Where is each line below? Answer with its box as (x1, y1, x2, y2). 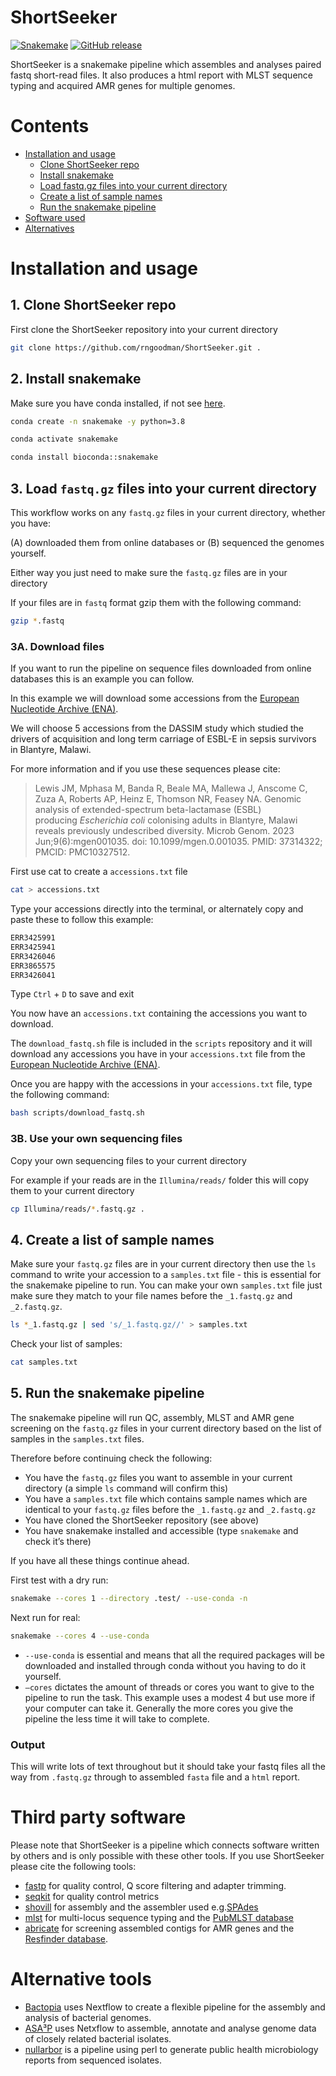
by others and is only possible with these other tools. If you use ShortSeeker (10, 1849, 325, 1861)
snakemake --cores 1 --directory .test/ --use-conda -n (10, 1593, 248, 1603)
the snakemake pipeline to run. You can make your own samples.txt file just (10, 1279, 323, 1291)
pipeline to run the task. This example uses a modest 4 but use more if (24, 1691, 316, 1703)
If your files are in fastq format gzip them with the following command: (10, 597, 302, 608)
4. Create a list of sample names (10, 1231, 215, 1248)
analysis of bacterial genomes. (24, 2011, 152, 2023)
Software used (24, 211, 86, 223)
